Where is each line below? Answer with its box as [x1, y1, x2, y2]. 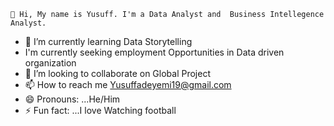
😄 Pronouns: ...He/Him [24, 93, 121, 105]
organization [24, 57, 77, 69]
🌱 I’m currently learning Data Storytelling [24, 36, 193, 47]
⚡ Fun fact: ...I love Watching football [24, 105, 177, 116]
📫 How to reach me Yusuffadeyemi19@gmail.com [24, 79, 232, 90]
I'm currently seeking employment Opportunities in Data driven [24, 46, 285, 58]
